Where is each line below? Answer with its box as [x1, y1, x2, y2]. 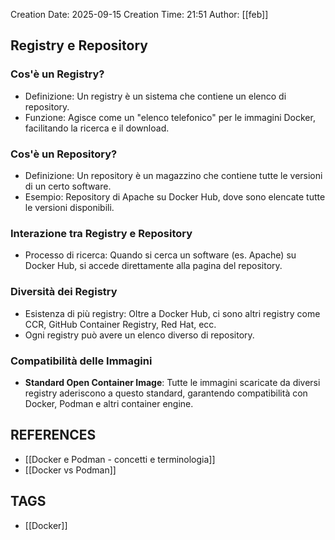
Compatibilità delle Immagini [10, 354, 153, 368]
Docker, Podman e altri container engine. [24, 397, 194, 409]
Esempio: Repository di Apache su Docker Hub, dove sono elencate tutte [24, 190, 326, 203]
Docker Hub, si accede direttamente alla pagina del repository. [24, 260, 283, 272]
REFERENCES [10, 427, 97, 444]
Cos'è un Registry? [10, 67, 105, 81]
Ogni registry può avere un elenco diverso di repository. [24, 329, 255, 341]
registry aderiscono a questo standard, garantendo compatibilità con [24, 387, 308, 399]
